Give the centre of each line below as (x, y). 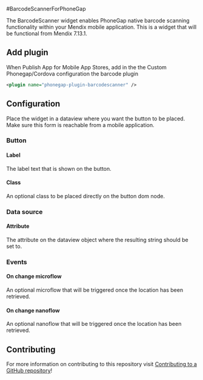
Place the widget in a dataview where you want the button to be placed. (96, 119)
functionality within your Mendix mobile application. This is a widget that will (101, 27)
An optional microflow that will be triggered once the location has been (95, 290)
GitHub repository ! (29, 371)
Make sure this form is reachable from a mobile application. (80, 125)
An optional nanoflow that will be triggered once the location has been (94, 324)
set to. (14, 246)
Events (17, 262)
